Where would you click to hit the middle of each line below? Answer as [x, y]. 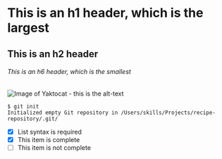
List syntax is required [50, 132]
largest [28, 28]
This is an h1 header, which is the [105, 13]
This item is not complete [54, 147]
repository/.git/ [33, 119]
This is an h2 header [53, 54]
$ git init [23, 106]
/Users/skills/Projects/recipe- [168, 113]
